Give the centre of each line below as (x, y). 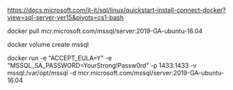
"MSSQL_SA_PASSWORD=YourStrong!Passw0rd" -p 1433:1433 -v (102, 65)
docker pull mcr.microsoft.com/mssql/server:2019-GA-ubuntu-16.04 (105, 31)
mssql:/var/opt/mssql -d (42, 73)
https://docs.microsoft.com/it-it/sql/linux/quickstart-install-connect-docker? (116, 10)
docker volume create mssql (48, 44)
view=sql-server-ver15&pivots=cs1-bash (66, 17)
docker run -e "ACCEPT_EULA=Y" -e (60, 58)
